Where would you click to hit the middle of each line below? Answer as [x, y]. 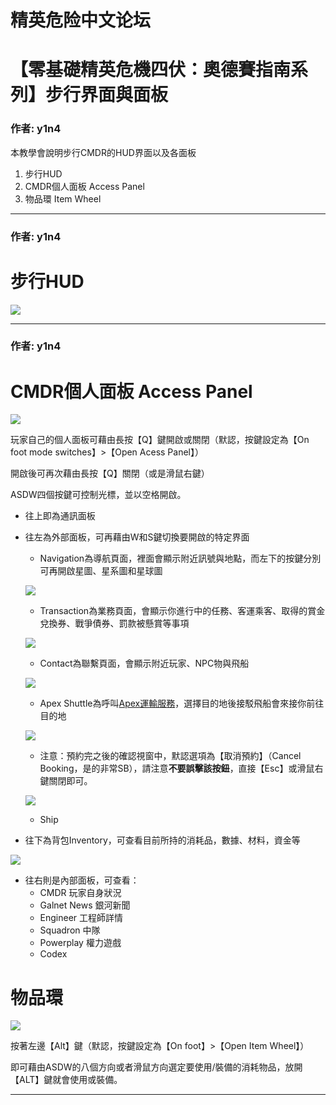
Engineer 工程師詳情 [81, 918]
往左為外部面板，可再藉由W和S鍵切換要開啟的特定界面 [137, 537]
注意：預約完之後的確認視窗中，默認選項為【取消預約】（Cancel [170, 756]
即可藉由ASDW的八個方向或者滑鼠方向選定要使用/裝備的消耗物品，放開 [156, 1067]
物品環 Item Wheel [63, 198]
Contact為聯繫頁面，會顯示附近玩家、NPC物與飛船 [144, 663]
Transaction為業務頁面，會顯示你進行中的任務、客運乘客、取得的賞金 [182, 611]
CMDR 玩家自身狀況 [80, 893]
